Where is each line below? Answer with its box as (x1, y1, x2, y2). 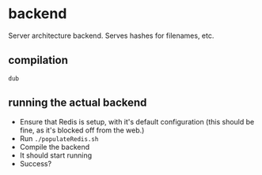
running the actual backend (8, 96, 147, 110)
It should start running (19, 151, 93, 160)
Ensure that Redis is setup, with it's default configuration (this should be (19, 117, 255, 126)
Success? (19, 158, 52, 168)
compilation (8, 54, 69, 67)
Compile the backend (19, 142, 90, 151)
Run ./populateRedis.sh (19, 133, 99, 143)
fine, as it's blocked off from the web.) (19, 125, 145, 135)
